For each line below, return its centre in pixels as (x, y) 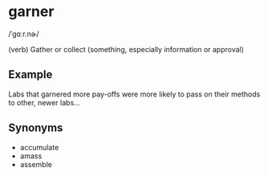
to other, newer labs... (44, 102)
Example (30, 75)
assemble (36, 164)
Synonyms (36, 128)
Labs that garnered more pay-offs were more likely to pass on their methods (134, 94)
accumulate (39, 147)
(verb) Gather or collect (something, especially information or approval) (126, 49)
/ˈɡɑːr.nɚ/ (24, 34)
